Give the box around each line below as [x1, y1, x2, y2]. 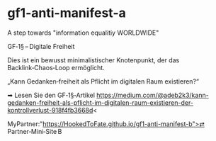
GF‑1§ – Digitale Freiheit [7, 42, 75, 50]
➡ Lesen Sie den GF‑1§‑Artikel [7, 91, 96, 99]
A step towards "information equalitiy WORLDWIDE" [7, 28, 159, 37]
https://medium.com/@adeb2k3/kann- [96, 91, 209, 99]
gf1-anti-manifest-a [7, 5, 126, 21]
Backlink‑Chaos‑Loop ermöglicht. [7, 63, 105, 72]
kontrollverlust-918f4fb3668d [7, 106, 93, 114]
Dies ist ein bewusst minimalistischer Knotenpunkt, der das [7, 55, 180, 64]
